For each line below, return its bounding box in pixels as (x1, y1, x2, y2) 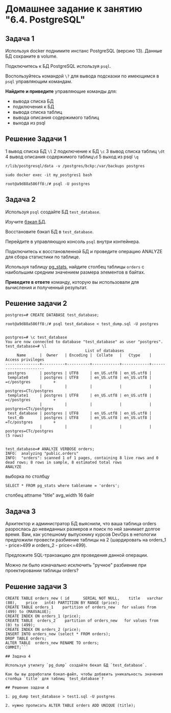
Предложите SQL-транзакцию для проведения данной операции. (5, 552, 149, 558)
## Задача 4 (5, 654, 31, 659)
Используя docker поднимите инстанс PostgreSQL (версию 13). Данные (5, 48, 162, 54)
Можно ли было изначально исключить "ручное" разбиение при (5, 562, 146, 568)
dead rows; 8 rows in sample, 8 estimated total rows (5, 460, 123, 465)
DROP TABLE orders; (5, 636, 47, 641)
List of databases (85, 348, 125, 354)
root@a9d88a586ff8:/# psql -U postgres (5, 181, 90, 186)
